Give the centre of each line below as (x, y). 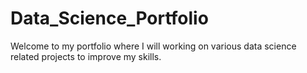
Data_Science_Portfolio (109, 18)
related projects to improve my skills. (86, 56)
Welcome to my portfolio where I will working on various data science (153, 46)
